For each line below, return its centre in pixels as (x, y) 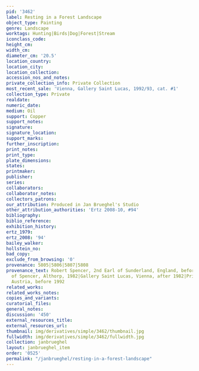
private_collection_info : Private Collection (63, 84)
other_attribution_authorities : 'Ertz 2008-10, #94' (73, 210)
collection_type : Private (38, 94)
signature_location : (32, 133)
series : (16, 183)
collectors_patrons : (32, 199)
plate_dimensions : (29, 161)
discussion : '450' (29, 315)
